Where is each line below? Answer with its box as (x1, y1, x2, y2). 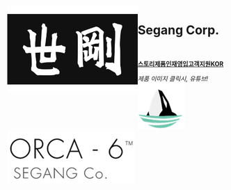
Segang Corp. (138, 22, 220, 38)
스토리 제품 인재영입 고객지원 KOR (138, 59, 224, 68)
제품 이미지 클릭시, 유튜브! (138, 74, 209, 83)
